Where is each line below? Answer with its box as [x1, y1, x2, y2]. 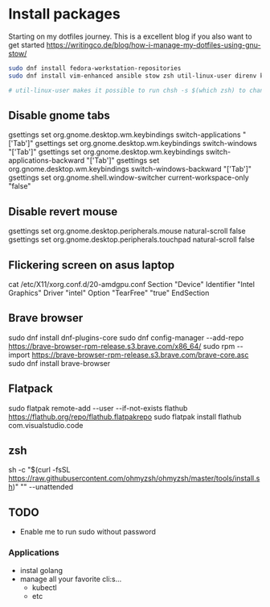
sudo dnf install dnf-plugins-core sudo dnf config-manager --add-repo [8, 332, 244, 343]
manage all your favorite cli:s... [19, 574, 122, 584]
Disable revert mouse [8, 205, 118, 218]
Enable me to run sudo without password [19, 527, 157, 537]
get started [8, 39, 45, 49]
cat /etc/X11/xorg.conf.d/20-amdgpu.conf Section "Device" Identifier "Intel [8, 280, 256, 289]
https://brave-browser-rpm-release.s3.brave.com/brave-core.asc [31, 350, 249, 360]
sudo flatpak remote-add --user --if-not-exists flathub [8, 403, 188, 413]
